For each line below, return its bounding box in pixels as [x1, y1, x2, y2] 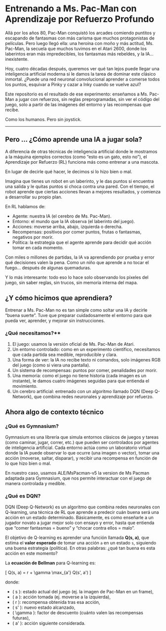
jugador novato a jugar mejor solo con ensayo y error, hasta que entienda [5, 520, 155, 526]
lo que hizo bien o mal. [5, 460, 51, 466]
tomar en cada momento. [12, 244, 64, 250]
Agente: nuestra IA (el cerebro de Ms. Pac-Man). [12, 213, 112, 219]
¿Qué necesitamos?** [5, 330, 61, 337]
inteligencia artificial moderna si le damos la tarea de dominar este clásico [5, 71, 156, 77]
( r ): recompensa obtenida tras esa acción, [12, 599, 100, 605]
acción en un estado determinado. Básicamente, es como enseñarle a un [5, 514, 154, 520]
